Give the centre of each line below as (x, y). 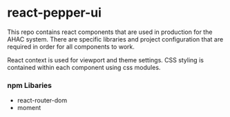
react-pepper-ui (55, 13)
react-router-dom (42, 100)
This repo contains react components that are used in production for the (110, 32)
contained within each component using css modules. (84, 67)
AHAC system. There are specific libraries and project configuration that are (115, 39)
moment (29, 108)
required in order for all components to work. (71, 46)
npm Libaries (30, 85)
